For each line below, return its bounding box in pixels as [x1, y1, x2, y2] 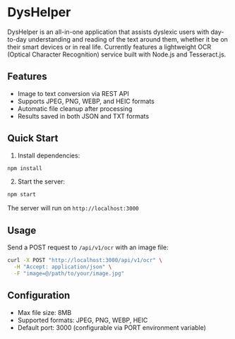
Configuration [7, 290, 71, 302]
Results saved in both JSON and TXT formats [17, 112, 150, 120]
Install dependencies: [17, 151, 80, 160]
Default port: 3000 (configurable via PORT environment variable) [17, 323, 207, 332]
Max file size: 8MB [17, 308, 72, 316]
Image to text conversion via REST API [17, 89, 129, 97]
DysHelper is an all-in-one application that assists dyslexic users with [7, 28, 210, 36]
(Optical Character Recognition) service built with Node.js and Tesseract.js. [7, 50, 227, 59]
